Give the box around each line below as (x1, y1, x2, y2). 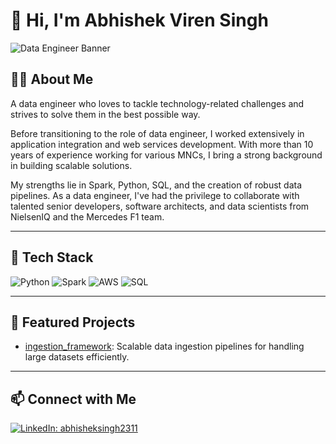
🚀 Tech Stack (10, 249, 94, 266)
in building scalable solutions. (10, 159, 133, 171)
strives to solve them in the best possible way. (10, 108, 201, 120)
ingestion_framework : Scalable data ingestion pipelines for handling (24, 340, 305, 353)
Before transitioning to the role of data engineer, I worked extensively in (10, 127, 305, 139)
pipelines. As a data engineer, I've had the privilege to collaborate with (10, 189, 300, 201)
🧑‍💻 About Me (10, 71, 94, 88)
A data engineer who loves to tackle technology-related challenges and (10, 97, 305, 109)
